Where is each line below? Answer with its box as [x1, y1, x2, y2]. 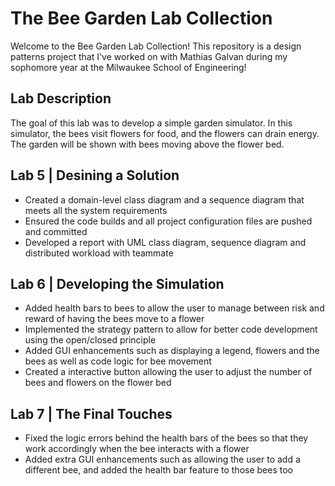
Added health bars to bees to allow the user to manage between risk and [24, 302, 325, 314]
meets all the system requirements [24, 204, 168, 216]
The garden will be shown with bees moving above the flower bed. [10, 138, 285, 150]
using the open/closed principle [24, 334, 157, 346]
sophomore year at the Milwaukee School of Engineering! [10, 61, 247, 73]
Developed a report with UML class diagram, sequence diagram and [24, 236, 307, 248]
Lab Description [10, 90, 112, 107]
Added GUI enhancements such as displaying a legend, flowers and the [24, 345, 320, 357]
